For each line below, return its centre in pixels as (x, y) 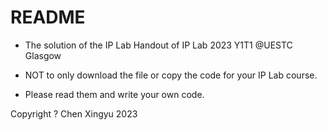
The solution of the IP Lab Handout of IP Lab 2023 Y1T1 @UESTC (158, 45)
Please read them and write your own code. (114, 94)
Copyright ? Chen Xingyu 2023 (74, 113)
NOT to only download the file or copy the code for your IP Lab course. (171, 75)
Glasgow (43, 55)
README (48, 17)
